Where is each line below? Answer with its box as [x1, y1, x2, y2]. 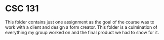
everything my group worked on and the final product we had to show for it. [5, 29, 159, 35]
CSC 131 [5, 3, 39, 14]
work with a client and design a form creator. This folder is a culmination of [5, 24, 158, 30]
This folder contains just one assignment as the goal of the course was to [5, 19, 155, 25]
